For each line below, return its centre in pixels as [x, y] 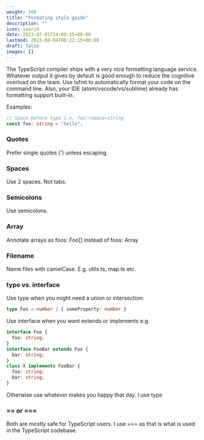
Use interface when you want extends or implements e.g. [78, 321]
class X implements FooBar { [43, 366]
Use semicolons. [27, 211]
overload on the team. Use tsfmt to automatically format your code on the [98, 82]
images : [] [20, 52]
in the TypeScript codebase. [42, 430]
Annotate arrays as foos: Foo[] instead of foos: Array [72, 240]
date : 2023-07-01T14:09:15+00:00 [49, 35]
